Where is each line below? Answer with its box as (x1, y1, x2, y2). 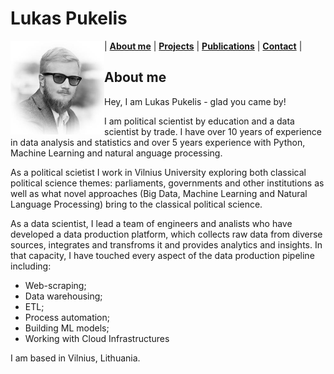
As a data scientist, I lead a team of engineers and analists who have (10, 217, 293, 229)
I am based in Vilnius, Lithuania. (10, 352, 141, 364)
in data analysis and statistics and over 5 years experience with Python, (10, 136, 306, 148)
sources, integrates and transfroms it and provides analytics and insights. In (10, 238, 323, 251)
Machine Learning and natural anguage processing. (10, 147, 223, 159)
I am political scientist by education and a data (104, 115, 295, 127)
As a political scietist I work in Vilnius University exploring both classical (10, 166, 307, 178)
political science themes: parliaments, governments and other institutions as (10, 177, 325, 189)
